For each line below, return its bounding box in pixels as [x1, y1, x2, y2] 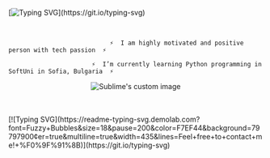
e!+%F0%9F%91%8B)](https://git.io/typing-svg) [8, 140, 171, 150]
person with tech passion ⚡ [8, 46, 107, 54]
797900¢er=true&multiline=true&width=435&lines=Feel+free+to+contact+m [8, 132, 263, 141]
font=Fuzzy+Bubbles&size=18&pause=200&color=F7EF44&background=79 [8, 123, 260, 133]
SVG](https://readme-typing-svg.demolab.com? [40, 114, 200, 124]
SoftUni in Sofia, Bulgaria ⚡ [8, 67, 114, 75]
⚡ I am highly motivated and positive [109, 39, 244, 47]
